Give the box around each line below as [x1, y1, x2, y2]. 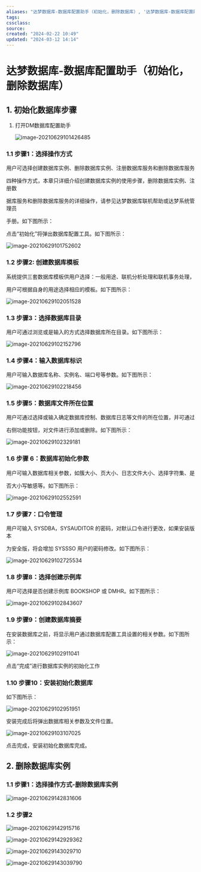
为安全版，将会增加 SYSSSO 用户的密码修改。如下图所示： [6, 545, 151, 552]
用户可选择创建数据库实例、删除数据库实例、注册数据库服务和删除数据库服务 [6, 164, 195, 172]
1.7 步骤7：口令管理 [6, 510, 63, 518]
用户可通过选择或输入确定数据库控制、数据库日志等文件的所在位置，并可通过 [6, 414, 195, 421]
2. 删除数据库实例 [6, 761, 71, 772]
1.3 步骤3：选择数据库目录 [6, 313, 82, 322]
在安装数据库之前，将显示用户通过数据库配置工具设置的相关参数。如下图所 [6, 630, 190, 638]
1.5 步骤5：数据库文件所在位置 [6, 399, 94, 407]
